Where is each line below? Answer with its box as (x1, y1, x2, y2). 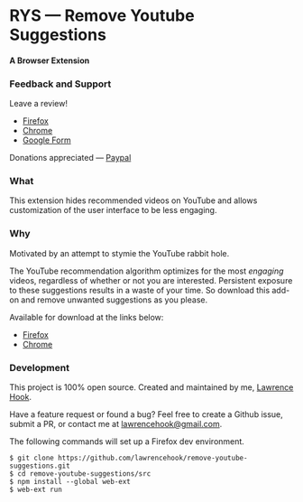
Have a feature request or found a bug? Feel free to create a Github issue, (9, 408, 284, 420)
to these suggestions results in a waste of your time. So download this (9, 284, 271, 295)
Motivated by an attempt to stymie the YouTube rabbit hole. (9, 247, 230, 258)
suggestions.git (9, 461, 70, 470)
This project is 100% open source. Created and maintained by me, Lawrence (9, 381, 294, 393)
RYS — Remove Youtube (9, 5, 196, 26)
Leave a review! (9, 98, 68, 109)
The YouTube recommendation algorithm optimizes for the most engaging (9, 265, 284, 276)
